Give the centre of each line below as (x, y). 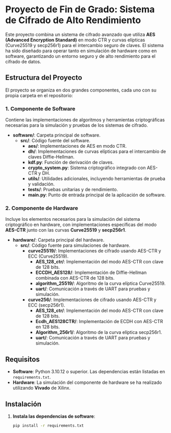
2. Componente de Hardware (42, 208)
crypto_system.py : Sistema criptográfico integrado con (87, 168)
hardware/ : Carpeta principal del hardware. (58, 240)
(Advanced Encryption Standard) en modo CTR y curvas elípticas (75, 40)
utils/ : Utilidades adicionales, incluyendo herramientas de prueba (97, 179)
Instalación (23, 404)
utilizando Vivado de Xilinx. (41, 388)
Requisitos (22, 359)
